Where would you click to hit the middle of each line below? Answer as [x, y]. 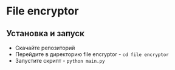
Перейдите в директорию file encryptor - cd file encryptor [92, 54]
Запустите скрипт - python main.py [60, 61]
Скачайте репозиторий [45, 48]
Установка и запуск [46, 33]
